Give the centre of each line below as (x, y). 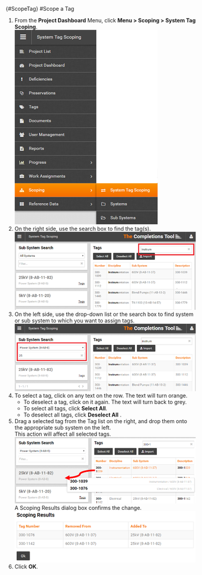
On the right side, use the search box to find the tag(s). (83, 229)
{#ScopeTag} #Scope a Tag (40, 9)
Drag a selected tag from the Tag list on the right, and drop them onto (101, 421)
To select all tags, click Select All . (65, 408)
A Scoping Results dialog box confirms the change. (78, 507)
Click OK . (26, 567)
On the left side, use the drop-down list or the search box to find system (104, 314)
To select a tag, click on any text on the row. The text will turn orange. (101, 395)
